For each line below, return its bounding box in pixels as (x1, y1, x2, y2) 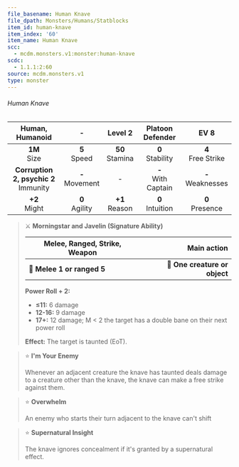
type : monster (7, 76, 50, 84)
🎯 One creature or (166, 259, 228, 269)
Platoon (146, 123, 173, 133)
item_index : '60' (7, 30, 59, 38)
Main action (187, 243, 228, 253)
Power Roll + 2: (24, 286, 71, 295)
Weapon (68, 247, 97, 257)
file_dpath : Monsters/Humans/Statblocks (7, 17, 129, 24)
